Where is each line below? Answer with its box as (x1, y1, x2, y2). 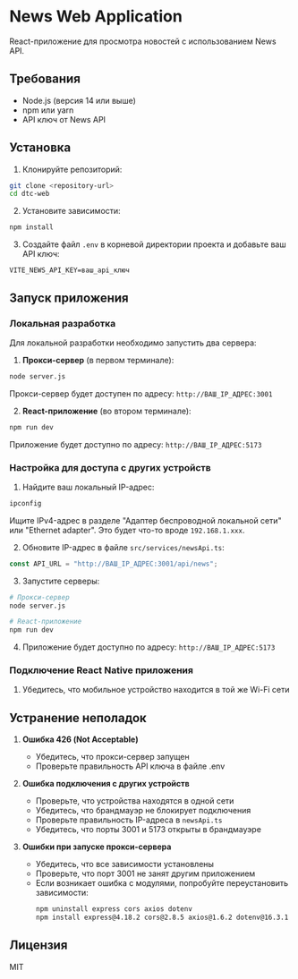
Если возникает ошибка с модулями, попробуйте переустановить (35, 878, 289, 889)
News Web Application (9, 6, 183, 27)
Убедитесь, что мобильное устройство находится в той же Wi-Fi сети (21, 685, 290, 695)
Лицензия (9, 938, 68, 953)
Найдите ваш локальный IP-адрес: (21, 481, 155, 492)
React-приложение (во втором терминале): (21, 405, 192, 416)
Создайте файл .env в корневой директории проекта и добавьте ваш (21, 239, 286, 250)
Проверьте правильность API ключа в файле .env (35, 761, 226, 771)
